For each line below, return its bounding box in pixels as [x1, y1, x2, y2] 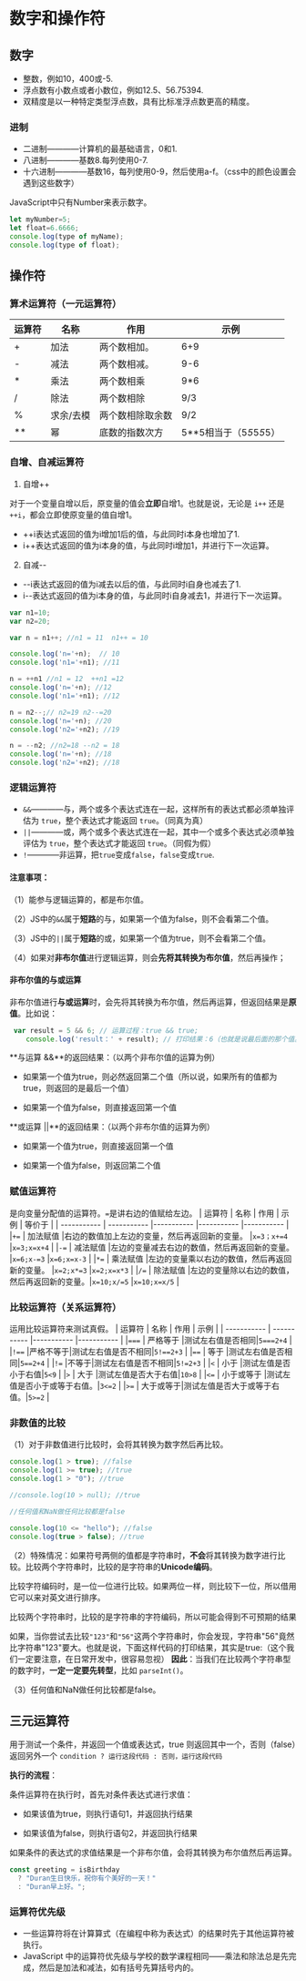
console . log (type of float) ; [9, 240, 120, 250]
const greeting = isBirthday [9, 1865, 120, 1874]
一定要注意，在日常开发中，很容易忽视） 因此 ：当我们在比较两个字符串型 [16, 1653, 291, 1664]
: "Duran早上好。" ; [17, 1883, 87, 1892]
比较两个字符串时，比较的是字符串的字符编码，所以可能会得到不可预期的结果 [9, 1611, 297, 1622]
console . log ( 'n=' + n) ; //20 [9, 716, 112, 725]
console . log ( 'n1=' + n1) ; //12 [9, 691, 120, 700]
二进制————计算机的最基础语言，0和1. [22, 143, 178, 155]
